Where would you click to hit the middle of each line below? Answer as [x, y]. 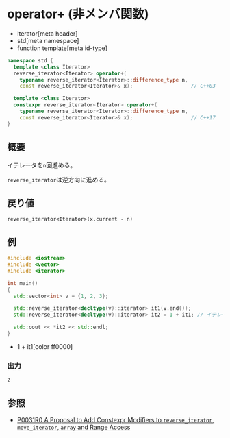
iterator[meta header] [47, 33]
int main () [23, 283]
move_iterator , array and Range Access [74, 427]
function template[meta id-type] [62, 48]
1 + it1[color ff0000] [45, 346]
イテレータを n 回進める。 [42, 165]
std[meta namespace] [48, 40]
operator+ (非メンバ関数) [78, 14]
